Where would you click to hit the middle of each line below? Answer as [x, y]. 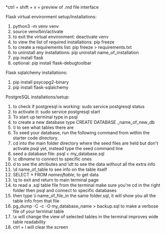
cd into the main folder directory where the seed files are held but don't [85, 143]
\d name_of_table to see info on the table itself [60, 169]
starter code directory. [36, 138]
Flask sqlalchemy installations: [37, 73]
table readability [29, 222]
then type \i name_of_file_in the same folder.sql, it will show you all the [84, 195]
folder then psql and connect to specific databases [64, 190]
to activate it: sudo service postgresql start [56, 112]
